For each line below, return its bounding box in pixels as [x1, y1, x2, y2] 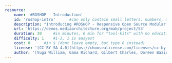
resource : [5, 7, 26, 13]
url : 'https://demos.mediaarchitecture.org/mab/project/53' [14, 26, 145, 31]
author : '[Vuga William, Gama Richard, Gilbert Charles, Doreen [14, 50, 155, 55]
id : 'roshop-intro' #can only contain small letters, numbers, [14, 17, 164, 22]
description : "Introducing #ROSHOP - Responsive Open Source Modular [14, 21, 166, 27]
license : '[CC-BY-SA [14, 45, 58, 50]
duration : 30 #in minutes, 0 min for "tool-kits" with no [14, 31, 150, 36]
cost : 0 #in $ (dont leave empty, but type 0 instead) [14, 41, 145, 46]
